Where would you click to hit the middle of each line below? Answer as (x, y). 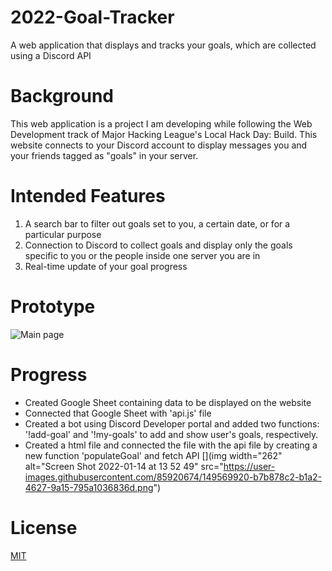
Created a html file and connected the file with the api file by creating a (171, 445)
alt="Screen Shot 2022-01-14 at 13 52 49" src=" (124, 466)
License (44, 527)
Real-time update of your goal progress (106, 266)
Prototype (53, 307)
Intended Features (88, 196)
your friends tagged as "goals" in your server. (104, 155)
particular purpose (63, 234)
